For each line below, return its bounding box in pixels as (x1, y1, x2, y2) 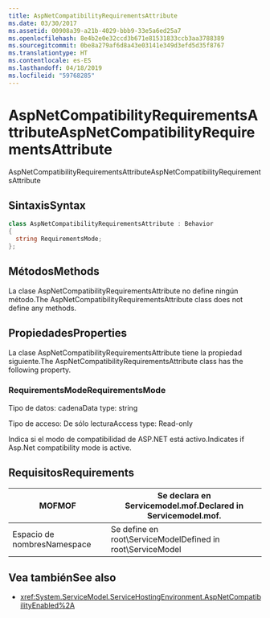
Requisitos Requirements (8, 466, 135, 480)
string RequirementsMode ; (15, 235, 103, 244)
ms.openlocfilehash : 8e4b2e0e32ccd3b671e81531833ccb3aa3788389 (8, 34, 225, 43)
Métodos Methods (8, 264, 100, 278)
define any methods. (8, 303, 77, 313)
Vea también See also (8, 571, 117, 584)
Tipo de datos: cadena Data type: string (8, 403, 138, 412)
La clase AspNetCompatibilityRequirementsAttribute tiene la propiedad (8, 347, 243, 358)
